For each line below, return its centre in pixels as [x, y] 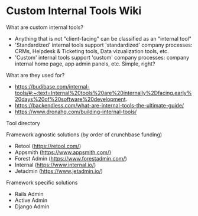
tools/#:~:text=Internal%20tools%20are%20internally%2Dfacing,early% [103, 93]
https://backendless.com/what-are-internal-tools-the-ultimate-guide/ [99, 105]
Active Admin [31, 200]
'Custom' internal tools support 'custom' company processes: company [102, 57]
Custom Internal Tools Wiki [74, 11]
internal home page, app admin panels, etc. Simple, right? [85, 64]
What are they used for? [35, 75]
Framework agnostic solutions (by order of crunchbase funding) [84, 135]
